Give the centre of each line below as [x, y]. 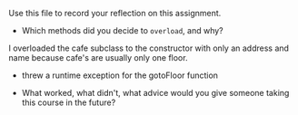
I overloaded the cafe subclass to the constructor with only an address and [149, 48]
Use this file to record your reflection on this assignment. [115, 13]
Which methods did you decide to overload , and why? [122, 30]
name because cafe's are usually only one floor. [98, 57]
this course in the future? [69, 102]
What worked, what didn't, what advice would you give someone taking [155, 93]
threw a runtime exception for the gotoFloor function [120, 75]
